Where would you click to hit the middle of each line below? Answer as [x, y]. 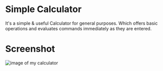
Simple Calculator [44, 9]
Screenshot [30, 49]
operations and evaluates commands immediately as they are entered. [78, 28]
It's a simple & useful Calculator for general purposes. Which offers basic [81, 23]
